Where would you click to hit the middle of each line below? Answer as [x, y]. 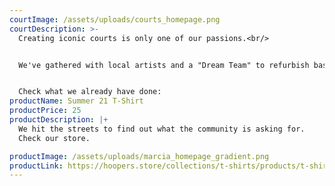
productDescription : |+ [59, 120]
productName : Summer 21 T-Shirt [76, 101]
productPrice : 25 [45, 111]
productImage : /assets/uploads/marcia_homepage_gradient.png [139, 156]
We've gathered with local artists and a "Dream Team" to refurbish [164, 65]
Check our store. [54, 138]
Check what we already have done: [90, 92]
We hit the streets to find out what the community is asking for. [162, 129]
